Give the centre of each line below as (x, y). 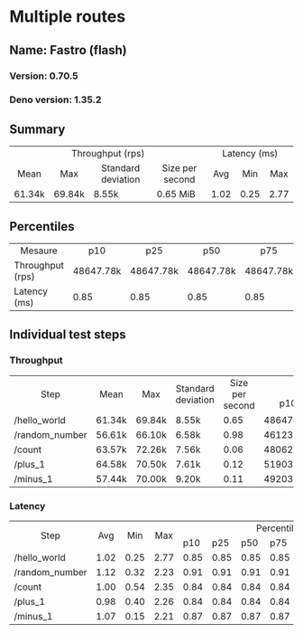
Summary (37, 129)
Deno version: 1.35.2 (55, 99)
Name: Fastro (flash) (69, 50)
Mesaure (39, 251)
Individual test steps (68, 335)
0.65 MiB (176, 194)
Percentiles (42, 227)
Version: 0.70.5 (44, 76)
